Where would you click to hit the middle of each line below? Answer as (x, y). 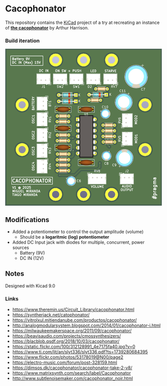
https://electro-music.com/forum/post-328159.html (65, 363)
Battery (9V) (32, 253)
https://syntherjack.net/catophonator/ (51, 315)
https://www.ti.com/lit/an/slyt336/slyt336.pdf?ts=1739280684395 (80, 352)
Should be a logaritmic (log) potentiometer (64, 237)
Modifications (27, 220)
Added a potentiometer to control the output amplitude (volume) (78, 232)
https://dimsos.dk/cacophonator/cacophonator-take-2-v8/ (72, 368)
